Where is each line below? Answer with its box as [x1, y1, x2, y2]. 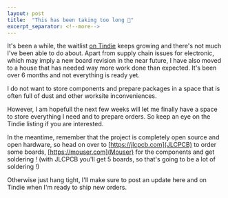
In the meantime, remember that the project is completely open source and [7, 133, 220, 141]
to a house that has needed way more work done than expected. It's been [7, 63, 217, 72]
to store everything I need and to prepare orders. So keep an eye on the [7, 112, 211, 121]
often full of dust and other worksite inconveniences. [7, 92, 157, 100]
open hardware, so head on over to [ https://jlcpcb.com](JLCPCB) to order [7, 141, 217, 149]
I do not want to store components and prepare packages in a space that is [7, 84, 220, 93]
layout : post [7, 10, 45, 17]
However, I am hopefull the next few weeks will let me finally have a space [7, 105, 218, 114]
